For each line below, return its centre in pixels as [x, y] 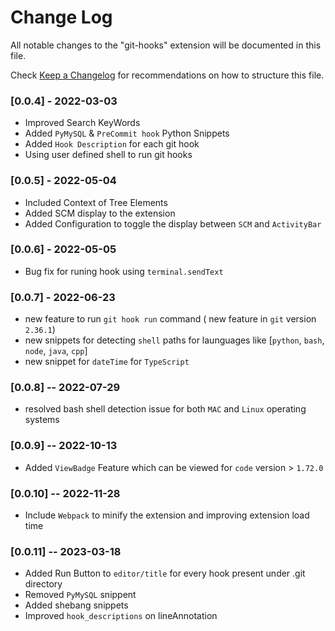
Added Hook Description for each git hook [112, 144]
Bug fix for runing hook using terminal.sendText [124, 271]
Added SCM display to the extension [100, 213]
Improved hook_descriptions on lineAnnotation [121, 616]
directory [43, 584]
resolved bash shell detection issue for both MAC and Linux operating [165, 409]
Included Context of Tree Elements [96, 202]
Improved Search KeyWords [82, 123]
